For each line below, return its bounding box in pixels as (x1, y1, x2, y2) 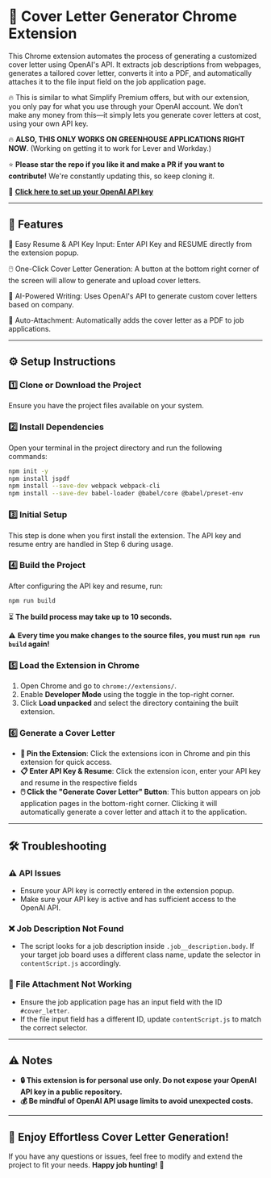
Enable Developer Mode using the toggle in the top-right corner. (19, 690, 236, 699)
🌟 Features (8, 218, 64, 232)
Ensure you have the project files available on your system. (8, 401, 204, 411)
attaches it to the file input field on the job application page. (8, 77, 206, 86)
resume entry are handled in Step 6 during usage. (8, 539, 173, 549)
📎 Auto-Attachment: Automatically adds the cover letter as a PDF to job (8, 315, 244, 325)
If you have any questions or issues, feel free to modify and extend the (8, 1151, 244, 1161)
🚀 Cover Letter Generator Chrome (8, 7, 238, 26)
